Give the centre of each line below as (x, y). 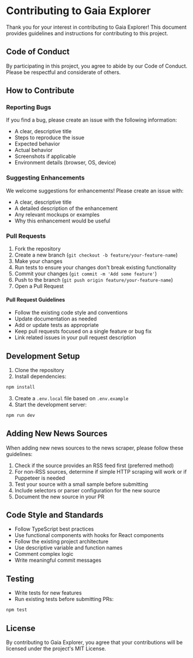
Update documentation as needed (56, 319)
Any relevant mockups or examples (57, 214)
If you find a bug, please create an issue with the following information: (92, 120)
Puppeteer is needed (40, 478)
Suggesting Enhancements (45, 178)
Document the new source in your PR (59, 497)
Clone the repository (39, 370)
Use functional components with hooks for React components (89, 535)
